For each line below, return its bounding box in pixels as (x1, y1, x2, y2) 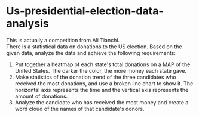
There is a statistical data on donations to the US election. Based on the (6, 43, 182, 50)
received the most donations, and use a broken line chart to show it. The (14, 79, 194, 87)
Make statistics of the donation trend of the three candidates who (14, 73, 176, 81)
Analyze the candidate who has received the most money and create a (14, 98, 189, 106)
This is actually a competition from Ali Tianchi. (6, 36, 120, 44)
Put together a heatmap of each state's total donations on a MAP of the (14, 61, 191, 68)
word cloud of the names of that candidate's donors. (14, 105, 145, 112)
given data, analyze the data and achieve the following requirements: (6, 49, 176, 56)
